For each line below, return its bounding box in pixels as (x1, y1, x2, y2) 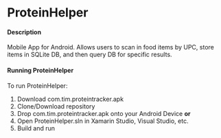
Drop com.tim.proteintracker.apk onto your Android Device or (16, 109, 191, 117)
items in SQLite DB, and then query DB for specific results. (7, 50, 173, 59)
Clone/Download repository (16, 102, 95, 111)
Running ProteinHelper (7, 66, 74, 74)
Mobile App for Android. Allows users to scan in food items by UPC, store (7, 43, 214, 51)
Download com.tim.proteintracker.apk (16, 95, 124, 103)
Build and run (16, 124, 55, 132)
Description (7, 27, 42, 36)
